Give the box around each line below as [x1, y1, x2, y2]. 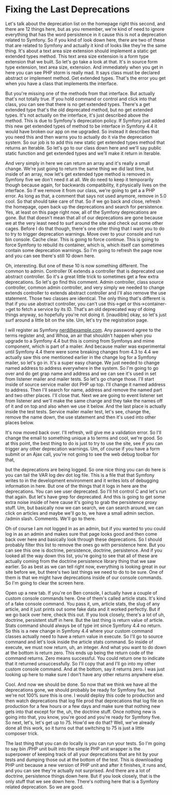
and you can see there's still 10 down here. [5, 253, 96, 259]
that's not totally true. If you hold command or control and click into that [5, 96, 157, 102]
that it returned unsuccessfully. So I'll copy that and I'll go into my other [5, 660, 156, 666]
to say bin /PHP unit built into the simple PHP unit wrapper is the [5, 745, 141, 751]
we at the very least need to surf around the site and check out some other [5, 220, 163, 226]
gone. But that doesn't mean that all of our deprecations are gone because [5, 214, 163, 221]
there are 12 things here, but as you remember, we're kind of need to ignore [5, 26, 165, 32]
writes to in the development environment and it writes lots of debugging [5, 477, 159, 484]
